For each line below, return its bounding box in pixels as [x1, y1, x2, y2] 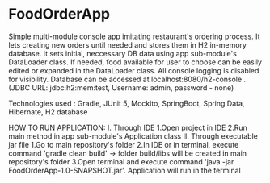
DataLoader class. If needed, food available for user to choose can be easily [8, 57, 263, 67]
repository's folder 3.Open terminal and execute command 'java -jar [8, 156, 234, 166]
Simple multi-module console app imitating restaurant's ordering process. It [8, 31, 260, 41]
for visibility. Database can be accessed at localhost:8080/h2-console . [8, 74, 247, 84]
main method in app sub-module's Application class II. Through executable [8, 131, 259, 141]
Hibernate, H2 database [8, 106, 88, 117]
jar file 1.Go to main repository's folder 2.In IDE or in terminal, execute [8, 139, 239, 149]
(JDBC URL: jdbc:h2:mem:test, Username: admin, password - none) [8, 82, 234, 93]
